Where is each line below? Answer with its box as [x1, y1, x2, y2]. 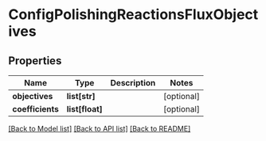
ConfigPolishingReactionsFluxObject [8, 6, 259, 24]
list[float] [66, 104, 104, 114]
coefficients [12, 104, 60, 114]
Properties [8, 54, 62, 67]
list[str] [66, 91, 96, 101]
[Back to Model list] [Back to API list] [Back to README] [8, 124, 191, 133]
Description [110, 78, 156, 88]
